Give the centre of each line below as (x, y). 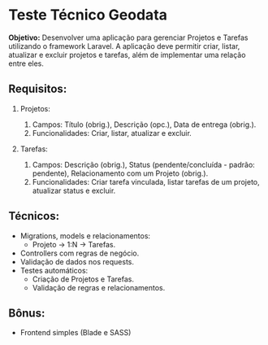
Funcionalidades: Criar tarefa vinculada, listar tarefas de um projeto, (146, 181)
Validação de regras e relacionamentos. (99, 287)
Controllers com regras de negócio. (80, 253)
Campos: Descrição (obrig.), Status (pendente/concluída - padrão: (144, 164)
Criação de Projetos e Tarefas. (83, 279)
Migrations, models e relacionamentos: (85, 236)
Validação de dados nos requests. (77, 261)
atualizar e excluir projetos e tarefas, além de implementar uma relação (127, 55)
